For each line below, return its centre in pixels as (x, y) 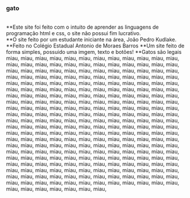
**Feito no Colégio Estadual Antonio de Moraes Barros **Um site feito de (95, 46)
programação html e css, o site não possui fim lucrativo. (74, 33)
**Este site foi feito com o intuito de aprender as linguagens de (82, 27)
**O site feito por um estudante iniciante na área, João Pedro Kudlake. (91, 40)
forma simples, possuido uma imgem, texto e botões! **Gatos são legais (94, 52)
